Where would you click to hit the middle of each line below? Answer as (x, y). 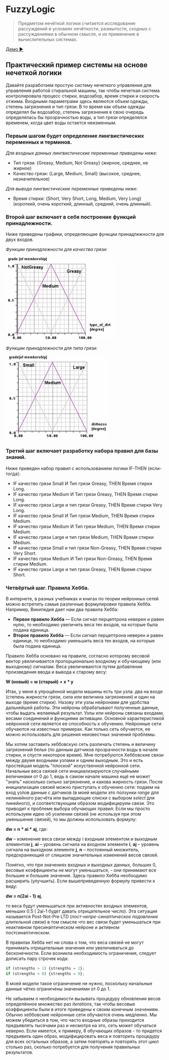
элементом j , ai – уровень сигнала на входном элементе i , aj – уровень (82, 844)
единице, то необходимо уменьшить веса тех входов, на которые (84, 640)
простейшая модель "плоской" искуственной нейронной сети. (73, 766)
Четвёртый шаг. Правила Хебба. (48, 588)
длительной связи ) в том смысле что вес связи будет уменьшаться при (83, 922)
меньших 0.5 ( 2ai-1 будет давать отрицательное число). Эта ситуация (81, 911)
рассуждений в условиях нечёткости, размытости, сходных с (84, 28)
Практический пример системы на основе (77, 65)
